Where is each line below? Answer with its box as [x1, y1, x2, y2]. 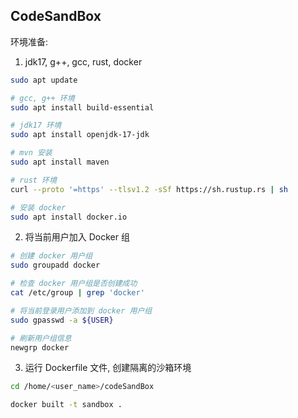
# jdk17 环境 [10, 120, 62, 131]
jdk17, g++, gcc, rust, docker [24, 55, 143, 68]
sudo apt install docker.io [10, 212, 128, 222]
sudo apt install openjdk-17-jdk [10, 130, 150, 140]
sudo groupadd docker [10, 260, 101, 271]
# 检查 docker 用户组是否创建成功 [10, 279, 138, 289]
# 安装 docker [10, 202, 67, 213]
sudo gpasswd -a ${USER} [10, 315, 114, 325]
